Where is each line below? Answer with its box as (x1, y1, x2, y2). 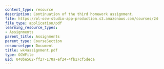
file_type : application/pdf (5, 20, 62, 26)
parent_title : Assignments (5, 34, 60, 39)
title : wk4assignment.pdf (5, 48, 58, 52)
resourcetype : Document (5, 43, 54, 48)
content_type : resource (5, 7, 54, 12)
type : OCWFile (5, 52, 34, 57)
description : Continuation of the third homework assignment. (5, 12, 134, 17)
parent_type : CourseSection (5, 39, 62, 44)
